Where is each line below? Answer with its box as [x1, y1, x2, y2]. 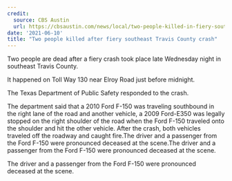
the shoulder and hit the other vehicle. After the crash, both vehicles [7, 124, 202, 133]
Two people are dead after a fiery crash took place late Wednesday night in [7, 55, 222, 63]
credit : [7, 10, 30, 17]
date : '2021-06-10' [7, 29, 64, 37]
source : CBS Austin [13, 17, 70, 23]
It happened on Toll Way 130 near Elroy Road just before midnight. [7, 75, 195, 84]
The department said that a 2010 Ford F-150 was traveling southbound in [7, 102, 215, 111]
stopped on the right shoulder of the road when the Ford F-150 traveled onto [7, 117, 224, 125]
